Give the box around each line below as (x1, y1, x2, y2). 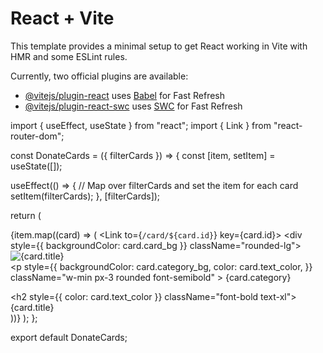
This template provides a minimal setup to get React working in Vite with (10, 40, 308, 52)
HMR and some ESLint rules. (10, 50, 128, 62)
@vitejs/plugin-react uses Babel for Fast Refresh (24, 89, 226, 101)
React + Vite (10, 7, 115, 30)
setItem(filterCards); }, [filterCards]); (10, 190, 161, 202)
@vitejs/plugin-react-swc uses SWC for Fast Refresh (24, 100, 243, 112)
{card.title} (10, 301, 55, 313)
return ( (10, 209, 42, 221)
